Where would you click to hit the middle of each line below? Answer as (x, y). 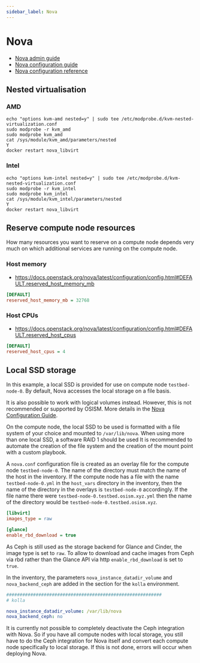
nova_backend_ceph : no (34, 617)
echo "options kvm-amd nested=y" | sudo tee (63, 119)
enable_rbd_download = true (41, 535)
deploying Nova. (26, 653)
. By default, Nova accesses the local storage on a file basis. (96, 391)
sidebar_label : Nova (32, 12)
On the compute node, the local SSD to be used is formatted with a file (93, 427)
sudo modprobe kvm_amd (34, 135)
